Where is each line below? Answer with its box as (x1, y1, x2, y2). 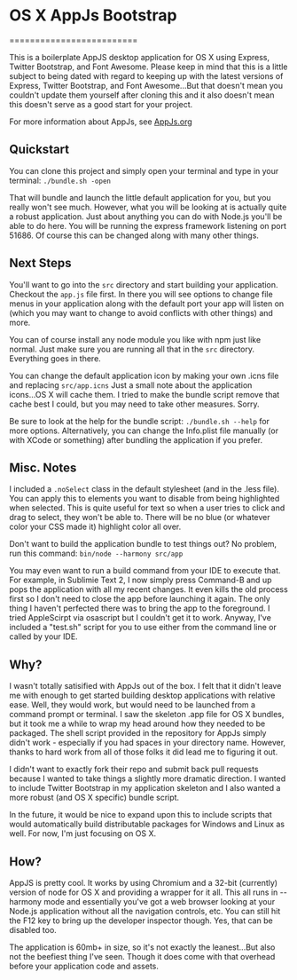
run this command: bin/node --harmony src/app (9, 548, 184, 559)
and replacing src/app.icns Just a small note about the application (9, 379, 253, 391)
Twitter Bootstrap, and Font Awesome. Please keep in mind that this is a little (9, 61, 288, 72)
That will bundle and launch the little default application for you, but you (9, 192, 272, 202)
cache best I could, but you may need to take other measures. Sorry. (9, 399, 260, 409)
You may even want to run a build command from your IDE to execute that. (9, 565, 281, 576)
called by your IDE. (9, 631, 78, 642)
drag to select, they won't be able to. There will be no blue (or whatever (9, 512, 270, 523)
